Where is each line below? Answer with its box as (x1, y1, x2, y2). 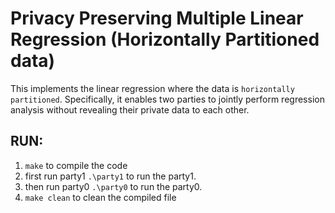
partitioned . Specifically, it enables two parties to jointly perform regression (10, 93, 325, 105)
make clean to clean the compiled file (24, 191, 177, 203)
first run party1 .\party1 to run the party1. (24, 170, 197, 182)
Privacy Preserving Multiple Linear (10, 7, 304, 30)
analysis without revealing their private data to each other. (10, 103, 250, 116)
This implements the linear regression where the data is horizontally (10, 82, 295, 94)
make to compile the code (24, 159, 128, 171)
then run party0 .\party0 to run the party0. (24, 180, 203, 192)
